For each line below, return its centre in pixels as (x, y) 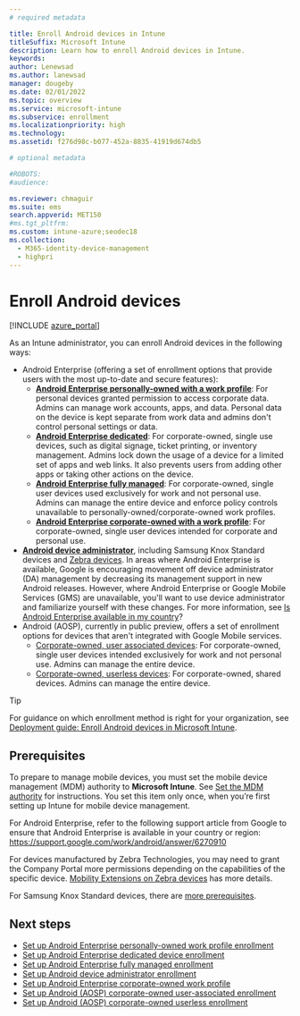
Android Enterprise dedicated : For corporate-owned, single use (154, 436)
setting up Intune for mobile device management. (100, 806)
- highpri (35, 257)
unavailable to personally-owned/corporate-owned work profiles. (155, 512)
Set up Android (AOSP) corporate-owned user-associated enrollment (149, 993)
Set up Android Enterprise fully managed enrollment (118, 965)
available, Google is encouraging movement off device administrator (148, 570)
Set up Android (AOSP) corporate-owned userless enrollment (135, 1003)
